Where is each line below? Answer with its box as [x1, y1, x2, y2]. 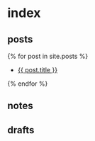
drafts [7, 124, 35, 136]
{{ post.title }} [17, 66, 58, 74]
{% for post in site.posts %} [7, 52, 89, 60]
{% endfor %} [7, 79, 48, 88]
